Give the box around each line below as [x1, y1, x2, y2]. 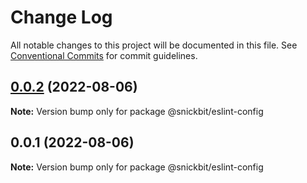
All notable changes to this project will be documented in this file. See [10, 39, 298, 51]
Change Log [10, 6, 113, 29]
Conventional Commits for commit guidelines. [10, 49, 198, 61]
